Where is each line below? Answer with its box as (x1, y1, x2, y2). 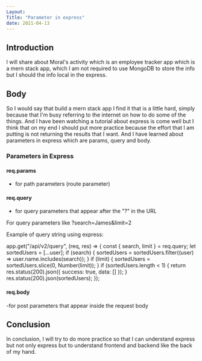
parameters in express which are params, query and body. (6, 137, 152, 144)
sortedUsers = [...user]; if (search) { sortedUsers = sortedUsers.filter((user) (6, 249, 194, 257)
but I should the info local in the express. (6, 71, 107, 78)
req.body (6, 288, 30, 296)
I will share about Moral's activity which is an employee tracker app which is (6, 59, 195, 66)
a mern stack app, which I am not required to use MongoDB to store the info (6, 65, 195, 72)
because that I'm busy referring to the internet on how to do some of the (6, 111, 186, 118)
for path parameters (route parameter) (14, 180, 110, 188)
